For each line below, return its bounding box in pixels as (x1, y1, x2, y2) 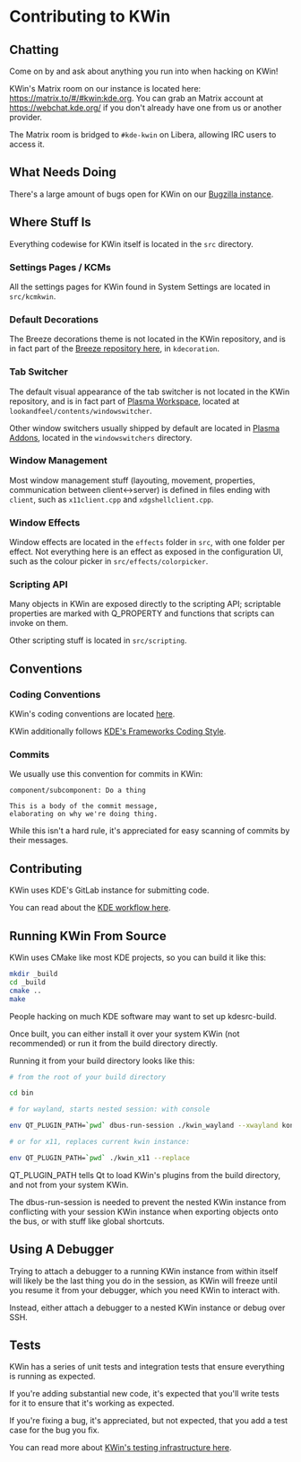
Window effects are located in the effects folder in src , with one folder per (9, 537, 286, 548)
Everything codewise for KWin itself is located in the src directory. (9, 238, 254, 249)
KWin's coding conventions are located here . (9, 709, 176, 719)
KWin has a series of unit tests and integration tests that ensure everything (9, 1361, 285, 1372)
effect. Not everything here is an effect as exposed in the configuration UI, (9, 546, 284, 558)
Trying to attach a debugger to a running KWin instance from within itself (9, 1265, 279, 1276)
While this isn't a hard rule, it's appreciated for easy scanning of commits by (9, 825, 290, 836)
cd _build (9, 977, 47, 987)
